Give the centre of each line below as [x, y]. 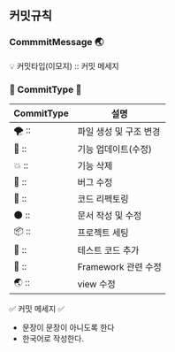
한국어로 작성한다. [53, 338]
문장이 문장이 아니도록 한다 [68, 327]
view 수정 [97, 284]
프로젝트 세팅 [103, 233]
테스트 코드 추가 [108, 250]
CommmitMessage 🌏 [57, 42]
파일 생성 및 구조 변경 [119, 132]
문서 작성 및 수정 [110, 215]
